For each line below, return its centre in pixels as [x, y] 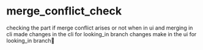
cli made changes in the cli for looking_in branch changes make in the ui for [102, 34]
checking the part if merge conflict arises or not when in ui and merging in [100, 28]
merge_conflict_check [64, 11]
